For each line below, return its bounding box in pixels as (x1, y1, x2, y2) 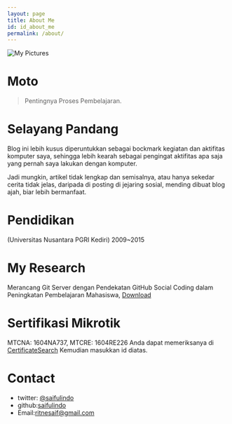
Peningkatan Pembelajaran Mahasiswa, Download (7, 291, 152, 299)
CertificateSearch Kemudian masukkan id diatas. (7, 346, 148, 354)
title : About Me (7, 17, 55, 24)
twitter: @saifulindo (17, 393, 74, 402)
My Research (7, 260, 86, 276)
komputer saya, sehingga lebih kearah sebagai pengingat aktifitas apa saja (7, 152, 223, 160)
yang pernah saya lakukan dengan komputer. (7, 159, 138, 168)
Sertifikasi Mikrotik (7, 315, 121, 331)
